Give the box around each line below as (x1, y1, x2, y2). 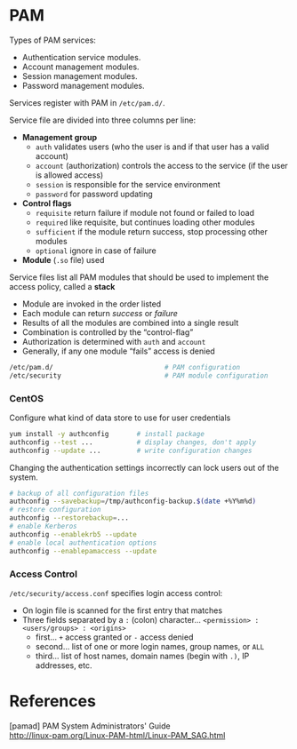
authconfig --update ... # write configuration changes (9, 446, 253, 455)
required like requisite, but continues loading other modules (35, 217, 255, 227)
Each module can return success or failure (21, 307, 178, 318)
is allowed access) (35, 170, 104, 180)
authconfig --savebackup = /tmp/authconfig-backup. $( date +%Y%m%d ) (9, 497, 256, 506)
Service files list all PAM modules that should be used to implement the (9, 272, 269, 283)
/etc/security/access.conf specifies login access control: (9, 587, 223, 598)
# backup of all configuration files (9, 489, 149, 498)
